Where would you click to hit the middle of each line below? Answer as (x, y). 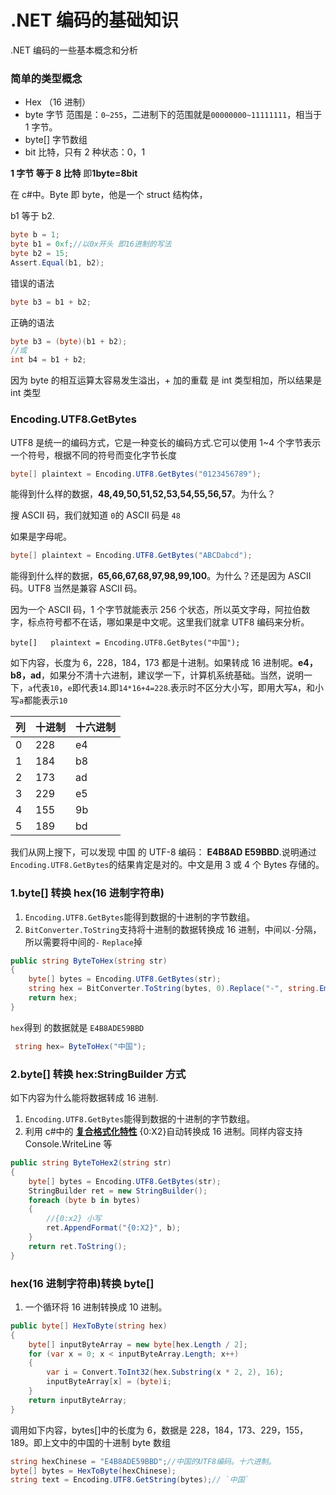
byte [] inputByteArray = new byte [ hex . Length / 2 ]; (138, 1344)
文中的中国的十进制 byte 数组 (111, 1442)
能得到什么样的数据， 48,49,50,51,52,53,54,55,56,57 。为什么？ (143, 494)
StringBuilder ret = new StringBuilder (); (118, 1191)
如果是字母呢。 (41, 537)
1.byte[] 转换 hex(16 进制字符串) (87, 893)
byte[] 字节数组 (56, 140)
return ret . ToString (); (78, 1246)
